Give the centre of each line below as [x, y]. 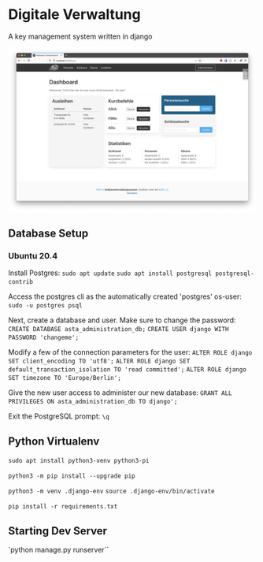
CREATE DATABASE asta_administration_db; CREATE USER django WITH [119, 329]
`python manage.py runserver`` [59, 549]
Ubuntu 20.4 [33, 255]
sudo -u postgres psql [45, 306]
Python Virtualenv [54, 441]
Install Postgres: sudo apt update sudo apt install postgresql [110, 273]
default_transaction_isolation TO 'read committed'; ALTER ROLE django [127, 370]
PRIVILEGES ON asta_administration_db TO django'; [93, 402]
